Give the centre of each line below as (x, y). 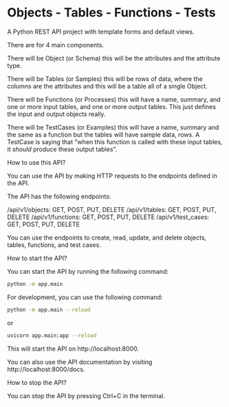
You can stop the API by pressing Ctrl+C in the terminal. (86, 395)
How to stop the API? (37, 382)
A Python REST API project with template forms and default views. (101, 32)
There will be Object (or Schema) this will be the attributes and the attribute (114, 58)
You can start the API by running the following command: (88, 271)
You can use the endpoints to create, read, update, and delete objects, (107, 237)
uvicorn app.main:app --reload (52, 335)
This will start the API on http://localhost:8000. (73, 349)
